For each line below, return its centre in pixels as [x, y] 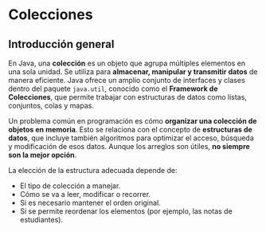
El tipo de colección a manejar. [70, 186]
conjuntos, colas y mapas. [51, 106]
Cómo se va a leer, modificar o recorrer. [85, 194]
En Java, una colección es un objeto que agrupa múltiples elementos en [127, 63]
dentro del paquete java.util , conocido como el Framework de [113, 88]
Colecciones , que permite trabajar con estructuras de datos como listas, [127, 97]
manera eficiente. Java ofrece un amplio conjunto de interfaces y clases [127, 80]
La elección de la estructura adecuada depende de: [93, 170]
